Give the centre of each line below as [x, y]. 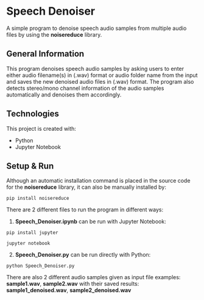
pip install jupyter [33, 233]
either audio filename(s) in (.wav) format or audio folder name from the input [102, 75]
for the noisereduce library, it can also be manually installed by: [86, 187]
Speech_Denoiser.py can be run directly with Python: [83, 255]
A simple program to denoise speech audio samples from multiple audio [97, 28]
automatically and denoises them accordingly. [64, 94]
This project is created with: [41, 128]
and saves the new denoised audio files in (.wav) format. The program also [100, 81]
